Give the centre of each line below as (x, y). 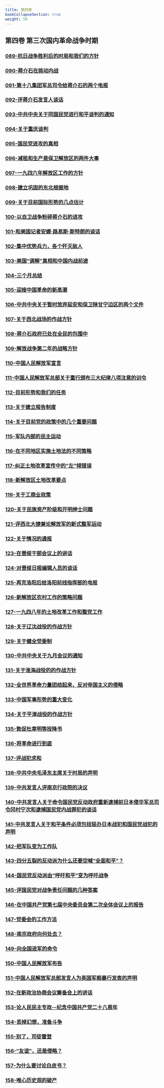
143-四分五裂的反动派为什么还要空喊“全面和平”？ (65, 861)
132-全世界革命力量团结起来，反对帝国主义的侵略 (64, 685)
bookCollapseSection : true (33, 14)
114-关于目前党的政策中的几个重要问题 (51, 422)
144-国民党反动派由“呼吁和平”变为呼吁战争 (57, 875)
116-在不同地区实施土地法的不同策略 (48, 451)
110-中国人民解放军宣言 (33, 363)
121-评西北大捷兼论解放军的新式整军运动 (53, 524)
